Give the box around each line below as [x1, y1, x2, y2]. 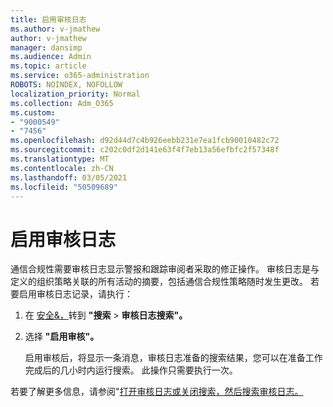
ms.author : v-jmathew [10, 24, 101, 34]
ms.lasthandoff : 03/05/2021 [10, 172, 128, 183]
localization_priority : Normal [10, 89, 141, 99]
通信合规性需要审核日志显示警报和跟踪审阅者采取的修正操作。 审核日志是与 [10, 263, 320, 275]
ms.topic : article [10, 61, 87, 71]
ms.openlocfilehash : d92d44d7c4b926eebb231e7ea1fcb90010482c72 [10, 136, 280, 146]
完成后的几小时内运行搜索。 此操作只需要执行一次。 [24, 364, 238, 376]
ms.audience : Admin [10, 52, 92, 62]
